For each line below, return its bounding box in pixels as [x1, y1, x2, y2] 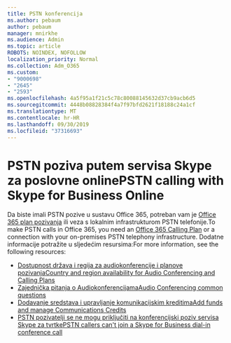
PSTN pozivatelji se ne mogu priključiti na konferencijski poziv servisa [17, 313, 219, 322]
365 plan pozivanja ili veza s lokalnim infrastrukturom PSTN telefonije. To [7, 218, 216, 226]
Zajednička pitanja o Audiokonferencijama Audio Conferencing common [17, 283, 223, 292]
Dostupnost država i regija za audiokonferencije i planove [17, 261, 183, 269]
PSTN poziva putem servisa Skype [7, 157, 212, 174]
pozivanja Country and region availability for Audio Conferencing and [17, 269, 216, 277]
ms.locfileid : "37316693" [7, 127, 83, 134]
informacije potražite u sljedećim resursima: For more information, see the [7, 240, 219, 248]
